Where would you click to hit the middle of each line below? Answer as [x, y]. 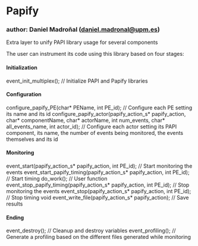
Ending [15, 217]
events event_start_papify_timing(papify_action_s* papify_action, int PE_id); [98, 172]
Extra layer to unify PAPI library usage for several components [82, 42]
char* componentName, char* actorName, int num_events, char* [86, 120]
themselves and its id [32, 139]
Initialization [22, 68]
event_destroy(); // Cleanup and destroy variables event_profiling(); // [91, 231]
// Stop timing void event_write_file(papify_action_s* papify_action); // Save [98, 198]
